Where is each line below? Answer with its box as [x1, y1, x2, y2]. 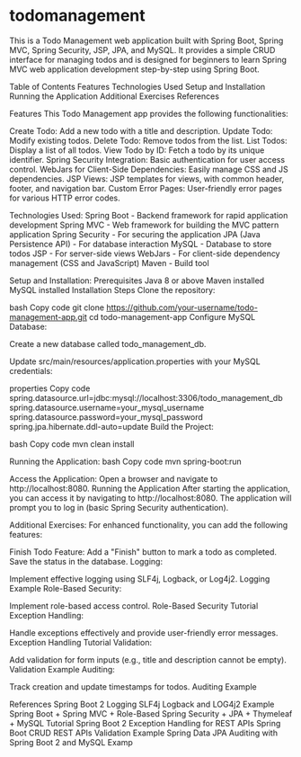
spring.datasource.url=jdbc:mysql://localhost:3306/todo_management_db [9, 392, 283, 403]
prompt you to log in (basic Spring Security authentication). [9, 502, 229, 512]
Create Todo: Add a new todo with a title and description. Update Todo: [9, 125, 273, 136]
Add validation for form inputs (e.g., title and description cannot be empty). [9, 654, 288, 665]
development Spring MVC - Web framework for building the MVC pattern [9, 219, 279, 230]
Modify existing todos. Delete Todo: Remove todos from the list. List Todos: [9, 135, 288, 146]
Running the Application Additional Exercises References [9, 91, 220, 102]
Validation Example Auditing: [9, 663, 115, 674]
